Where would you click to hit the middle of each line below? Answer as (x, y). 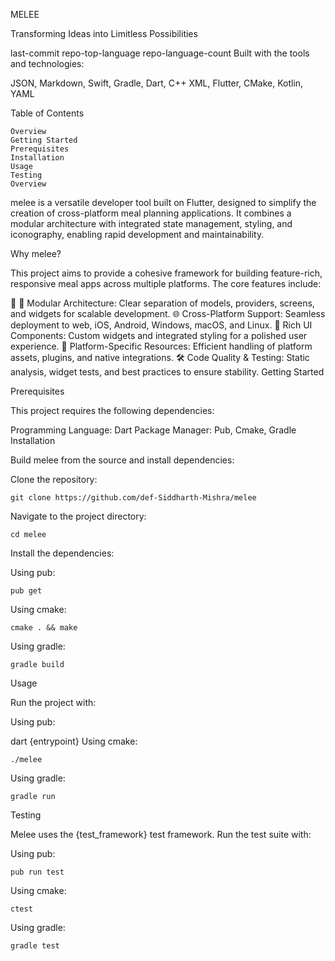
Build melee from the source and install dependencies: (122, 460)
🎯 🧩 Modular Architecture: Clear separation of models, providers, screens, (162, 303)
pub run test (37, 872)
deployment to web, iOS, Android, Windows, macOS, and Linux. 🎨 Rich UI (161, 325)
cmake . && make (44, 628)
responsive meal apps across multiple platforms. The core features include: (166, 283)
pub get (26, 591)
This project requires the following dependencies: (112, 410)
